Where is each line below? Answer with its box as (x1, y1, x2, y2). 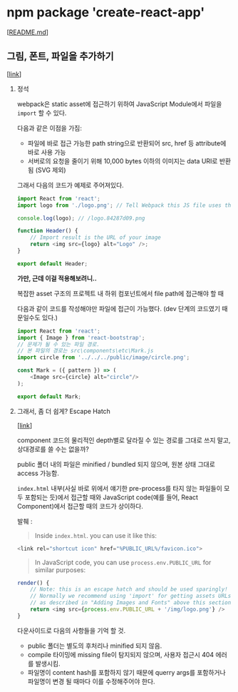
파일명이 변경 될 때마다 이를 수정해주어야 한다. (27, 677, 155, 686)
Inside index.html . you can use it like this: (34, 531, 157, 539)
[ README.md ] (6, 28, 49, 36)
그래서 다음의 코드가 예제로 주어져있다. (16, 180, 124, 189)
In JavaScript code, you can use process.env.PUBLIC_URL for (34, 558, 212, 566)
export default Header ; (16, 260, 88, 268)
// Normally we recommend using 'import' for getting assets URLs (30, 593, 232, 600)
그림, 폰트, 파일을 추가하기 (6, 51, 115, 63)
